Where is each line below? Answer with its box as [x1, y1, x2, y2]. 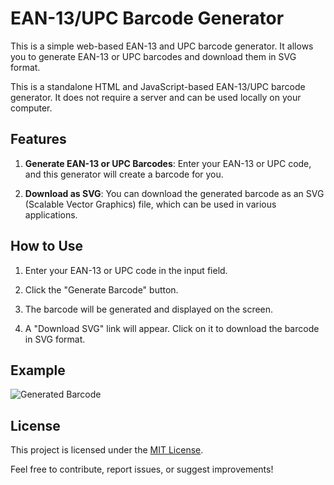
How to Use [10, 238, 84, 255]
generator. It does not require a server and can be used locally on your [10, 91, 302, 103]
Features [10, 131, 67, 148]
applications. [24, 208, 78, 221]
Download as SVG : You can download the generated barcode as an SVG [24, 187, 325, 199]
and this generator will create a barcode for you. [24, 168, 224, 180]
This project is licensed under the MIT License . [10, 444, 204, 456]
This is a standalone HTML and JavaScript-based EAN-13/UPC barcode [10, 80, 306, 92]
